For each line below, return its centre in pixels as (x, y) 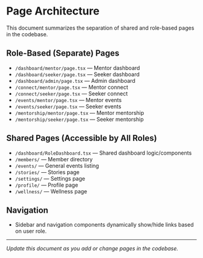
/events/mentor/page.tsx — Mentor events (68, 100)
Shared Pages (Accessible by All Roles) (82, 138)
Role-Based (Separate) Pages (63, 53)
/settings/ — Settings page (50, 178)
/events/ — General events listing (57, 166)
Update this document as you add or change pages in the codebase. (92, 248)
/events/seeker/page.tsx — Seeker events (68, 106)
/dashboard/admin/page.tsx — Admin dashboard (75, 80)
